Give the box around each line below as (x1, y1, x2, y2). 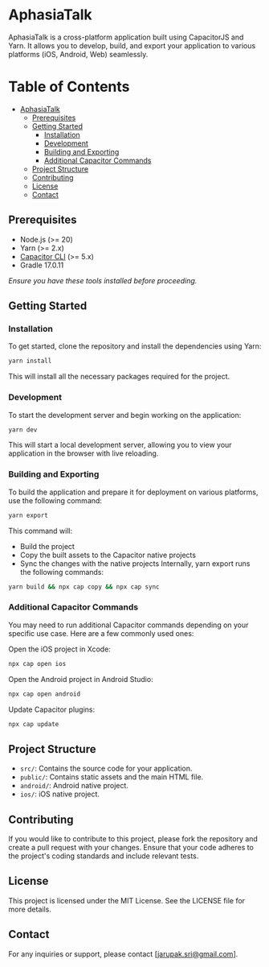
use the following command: (8, 495, 103, 505)
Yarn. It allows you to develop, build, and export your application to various (8, 40, 256, 50)
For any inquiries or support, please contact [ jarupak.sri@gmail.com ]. (8, 948, 238, 959)
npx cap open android (8, 690, 81, 698)
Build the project (19, 541, 75, 551)
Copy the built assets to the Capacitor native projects (19, 550, 197, 560)
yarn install (8, 357, 52, 366)
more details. (8, 904, 52, 914)
